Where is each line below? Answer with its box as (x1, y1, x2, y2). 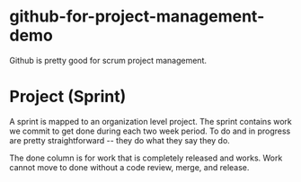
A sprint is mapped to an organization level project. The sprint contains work (9, 116, 292, 126)
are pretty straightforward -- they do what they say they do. (9, 134, 231, 145)
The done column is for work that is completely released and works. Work (9, 152, 283, 163)
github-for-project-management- (9, 6, 265, 27)
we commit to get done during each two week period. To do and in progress (9, 126, 291, 136)
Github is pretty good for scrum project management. (9, 55, 207, 65)
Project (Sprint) (9, 87, 127, 107)
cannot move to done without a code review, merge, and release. (9, 161, 250, 172)
